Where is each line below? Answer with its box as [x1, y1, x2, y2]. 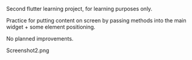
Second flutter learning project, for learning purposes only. [6, 5, 153, 12]
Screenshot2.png [6, 47, 50, 54]
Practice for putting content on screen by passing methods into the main [6, 17, 187, 24]
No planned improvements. [6, 35, 74, 42]
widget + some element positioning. [6, 24, 95, 30]
